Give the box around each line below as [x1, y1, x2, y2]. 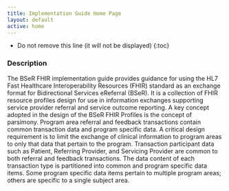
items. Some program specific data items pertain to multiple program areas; [7, 168, 221, 177]
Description [7, 59, 47, 68]
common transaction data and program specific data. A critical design [7, 125, 205, 133]
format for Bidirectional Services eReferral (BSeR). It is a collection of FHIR [7, 88, 218, 97]
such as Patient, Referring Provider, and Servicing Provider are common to [7, 147, 218, 155]
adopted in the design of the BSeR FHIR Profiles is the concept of [7, 110, 193, 118]
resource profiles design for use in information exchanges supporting [7, 96, 204, 104]
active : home [7, 23, 45, 29]
